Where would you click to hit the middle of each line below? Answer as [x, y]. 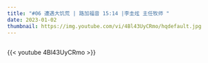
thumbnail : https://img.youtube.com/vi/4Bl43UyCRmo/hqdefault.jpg [104, 26]
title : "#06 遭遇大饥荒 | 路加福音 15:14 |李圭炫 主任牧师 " [89, 13]
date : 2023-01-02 [32, 20]
